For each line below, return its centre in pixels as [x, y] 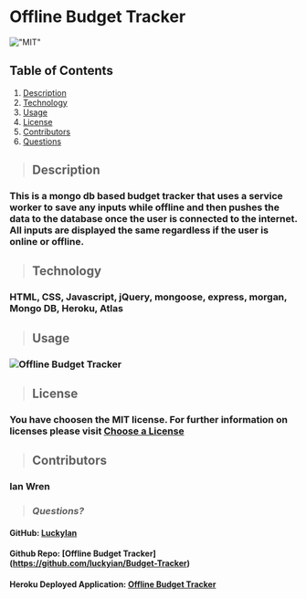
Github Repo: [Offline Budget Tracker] [83, 553]
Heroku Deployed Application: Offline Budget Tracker [113, 584]
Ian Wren [30, 487]
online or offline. [47, 242]
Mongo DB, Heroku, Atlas [66, 309]
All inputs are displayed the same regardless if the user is [139, 230]
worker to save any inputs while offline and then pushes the [145, 207]
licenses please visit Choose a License [97, 431]
